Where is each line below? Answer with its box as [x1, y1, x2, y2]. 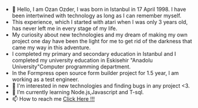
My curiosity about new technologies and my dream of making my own [11, 31, 188, 38]
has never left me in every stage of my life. [11, 25, 118, 32]
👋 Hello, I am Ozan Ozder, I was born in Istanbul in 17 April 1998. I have [11, 6, 187, 13]
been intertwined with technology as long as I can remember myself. [11, 12, 182, 19]
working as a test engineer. [11, 76, 79, 83]
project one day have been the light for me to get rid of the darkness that [11, 38, 193, 44]
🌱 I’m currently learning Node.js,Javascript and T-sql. [11, 89, 144, 95]
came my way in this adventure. [11, 44, 91, 51]
